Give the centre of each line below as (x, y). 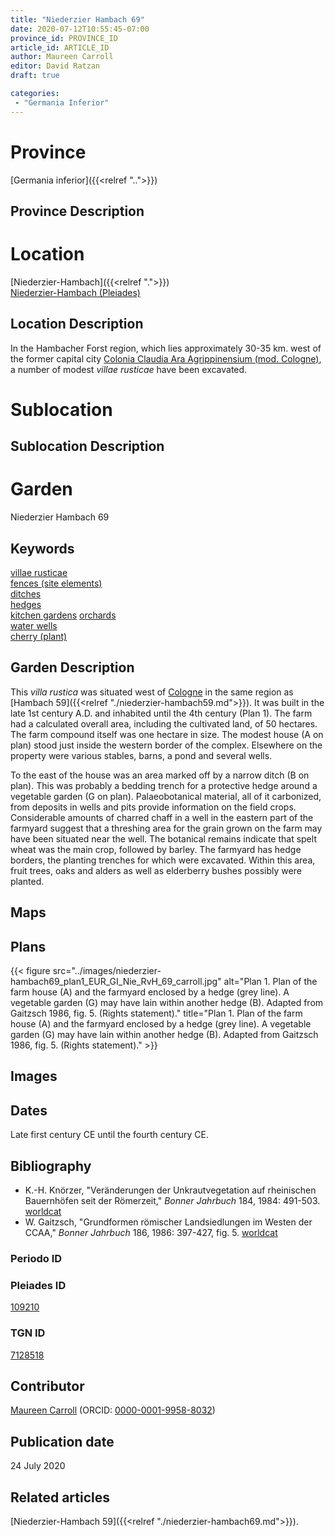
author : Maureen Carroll (62, 57)
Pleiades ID (38, 1285)
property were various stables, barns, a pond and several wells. (141, 755)
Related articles (60, 1497)
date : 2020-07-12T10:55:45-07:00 (80, 29)
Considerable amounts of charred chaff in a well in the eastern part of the (162, 817)
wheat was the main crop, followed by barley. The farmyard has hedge (156, 849)
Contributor (47, 1386)
